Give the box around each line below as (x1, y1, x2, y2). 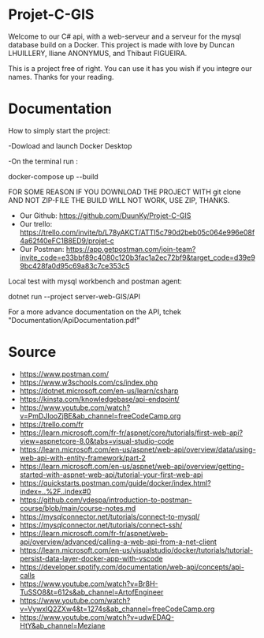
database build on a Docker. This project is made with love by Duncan (8, 39, 235, 49)
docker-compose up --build (8, 171, 99, 181)
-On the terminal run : (8, 156, 79, 166)
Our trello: (19, 219, 53, 228)
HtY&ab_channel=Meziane (19, 621, 106, 630)
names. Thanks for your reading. (8, 72, 114, 81)
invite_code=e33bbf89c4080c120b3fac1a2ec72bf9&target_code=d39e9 (19, 253, 256, 262)
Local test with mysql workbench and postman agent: (8, 276, 183, 286)
